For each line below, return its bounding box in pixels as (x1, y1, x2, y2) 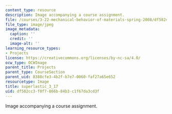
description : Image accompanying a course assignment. (5, 12, 125, 17)
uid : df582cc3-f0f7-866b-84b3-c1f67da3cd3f (5, 88, 100, 94)
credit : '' (10, 36, 33, 42)
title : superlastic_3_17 (5, 84, 58, 89)
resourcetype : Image (5, 79, 50, 84)
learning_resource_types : (5, 46, 60, 51)
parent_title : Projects (5, 65, 56, 70)
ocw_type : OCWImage (5, 60, 47, 65)
